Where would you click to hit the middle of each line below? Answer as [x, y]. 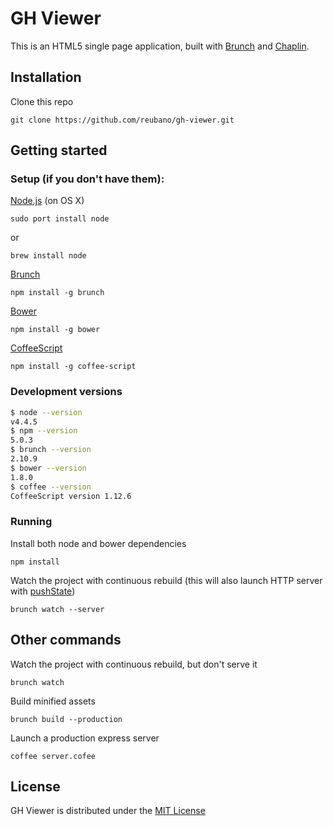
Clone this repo [42, 101]
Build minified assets [53, 701]
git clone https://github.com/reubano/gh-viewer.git [122, 120]
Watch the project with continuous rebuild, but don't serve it [134, 664]
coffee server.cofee [53, 756]
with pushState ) [43, 591]
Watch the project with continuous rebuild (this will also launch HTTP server [166, 580]
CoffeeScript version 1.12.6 [71, 496]
